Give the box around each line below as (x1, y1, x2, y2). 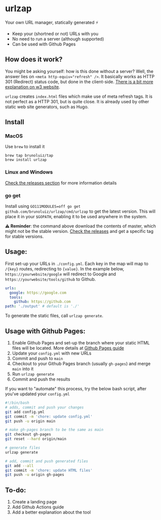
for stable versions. (5, 233, 44, 240)
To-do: (5, 486, 26, 494)
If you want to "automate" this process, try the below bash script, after (5, 386, 147, 392)
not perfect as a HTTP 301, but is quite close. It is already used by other (5, 98, 149, 104)
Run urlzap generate (12, 371, 55, 377)
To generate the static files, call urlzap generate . (5, 313, 103, 318)
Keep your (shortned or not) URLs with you (12, 30, 99, 37)
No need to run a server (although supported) (12, 36, 104, 42)
